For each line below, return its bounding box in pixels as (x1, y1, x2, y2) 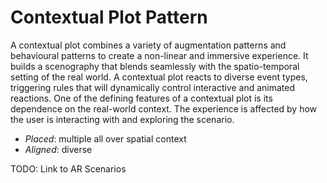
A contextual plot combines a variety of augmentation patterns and (10, 39, 287, 51)
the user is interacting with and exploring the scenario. (10, 113, 235, 125)
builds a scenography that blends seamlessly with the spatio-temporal (10, 60, 300, 72)
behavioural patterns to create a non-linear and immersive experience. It (10, 49, 309, 61)
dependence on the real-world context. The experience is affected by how (10, 102, 318, 115)
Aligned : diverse (24, 143, 93, 155)
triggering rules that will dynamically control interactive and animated (10, 81, 296, 93)
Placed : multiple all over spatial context (24, 132, 187, 145)
